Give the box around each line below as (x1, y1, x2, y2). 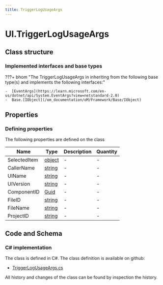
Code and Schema (5, 229, 62, 238)
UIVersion (7, 181, 30, 188)
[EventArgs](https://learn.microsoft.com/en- (11, 89, 107, 94)
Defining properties (5, 125, 53, 132)
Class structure (5, 48, 54, 57)
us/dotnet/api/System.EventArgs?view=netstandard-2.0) (5, 93, 120, 98)
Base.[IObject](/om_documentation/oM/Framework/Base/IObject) (11, 97, 141, 102)
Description (63, 148, 92, 155)
